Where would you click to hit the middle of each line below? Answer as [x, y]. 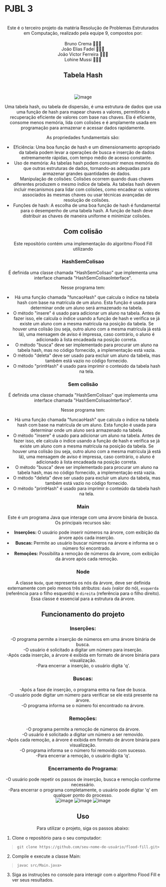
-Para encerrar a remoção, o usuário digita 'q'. [83, 756]
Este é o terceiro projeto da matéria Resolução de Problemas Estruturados [83, 27]
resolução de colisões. [86, 200]
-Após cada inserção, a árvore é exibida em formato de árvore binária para [83, 655]
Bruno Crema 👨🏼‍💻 [83, 43]
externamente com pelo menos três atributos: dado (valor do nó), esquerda [83, 588]
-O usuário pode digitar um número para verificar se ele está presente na [83, 695]
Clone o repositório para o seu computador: [57, 838]
